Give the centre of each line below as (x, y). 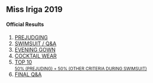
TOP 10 (23, 62)
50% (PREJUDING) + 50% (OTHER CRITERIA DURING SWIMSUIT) (81, 68)
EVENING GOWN (35, 49)
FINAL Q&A (28, 74)
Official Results (25, 24)
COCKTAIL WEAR (36, 56)
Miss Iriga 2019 (34, 10)
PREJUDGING (31, 37)
